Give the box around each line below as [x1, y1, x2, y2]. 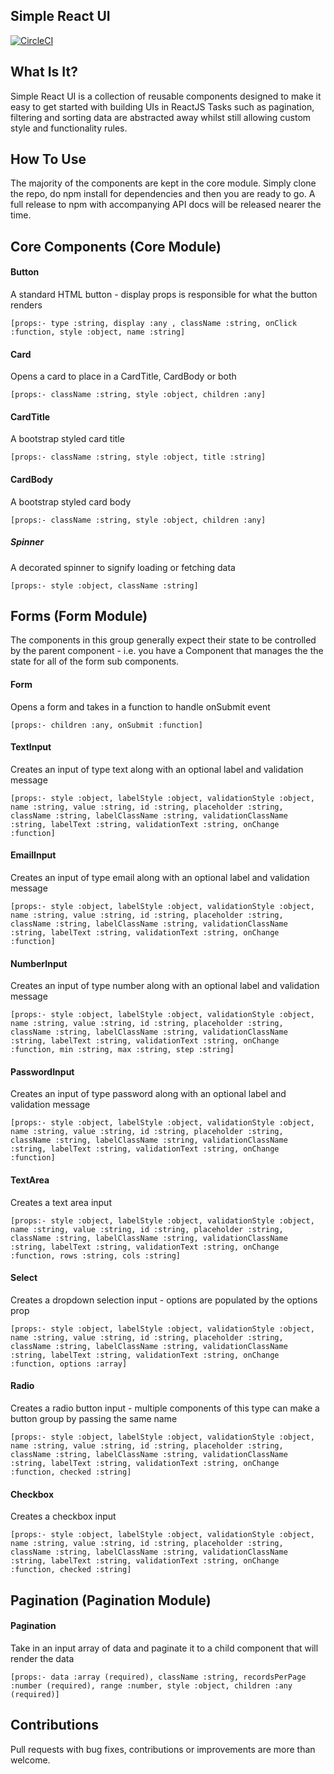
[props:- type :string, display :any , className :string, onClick [10, 319, 298, 329]
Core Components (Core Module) [10, 238, 222, 255]
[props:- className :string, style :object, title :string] [10, 452, 267, 463]
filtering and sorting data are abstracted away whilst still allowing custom [10, 111, 312, 123]
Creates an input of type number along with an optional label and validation [10, 980, 320, 992]
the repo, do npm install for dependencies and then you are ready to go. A [10, 188, 316, 200]
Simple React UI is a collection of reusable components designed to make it [10, 90, 322, 102]
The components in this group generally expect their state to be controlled [10, 634, 317, 646]
